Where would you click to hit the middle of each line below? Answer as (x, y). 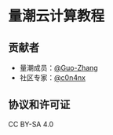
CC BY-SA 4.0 (31, 124)
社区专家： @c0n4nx (53, 78)
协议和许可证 (39, 105)
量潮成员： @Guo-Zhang (58, 68)
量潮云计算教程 (56, 16)
